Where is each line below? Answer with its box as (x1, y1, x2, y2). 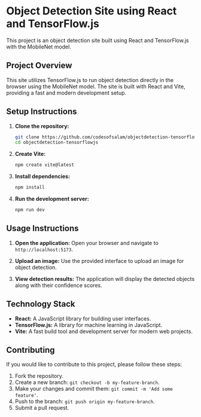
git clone (14, 134, 40, 140)
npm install (14, 185, 45, 191)
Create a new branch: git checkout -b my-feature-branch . (14, 379, 160, 386)
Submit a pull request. (14, 404, 69, 412)
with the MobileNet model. (6, 43, 72, 50)
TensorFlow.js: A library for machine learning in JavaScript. (14, 321, 163, 328)
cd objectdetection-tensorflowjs (14, 140, 99, 146)
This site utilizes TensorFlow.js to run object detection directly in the (6, 76, 174, 83)
